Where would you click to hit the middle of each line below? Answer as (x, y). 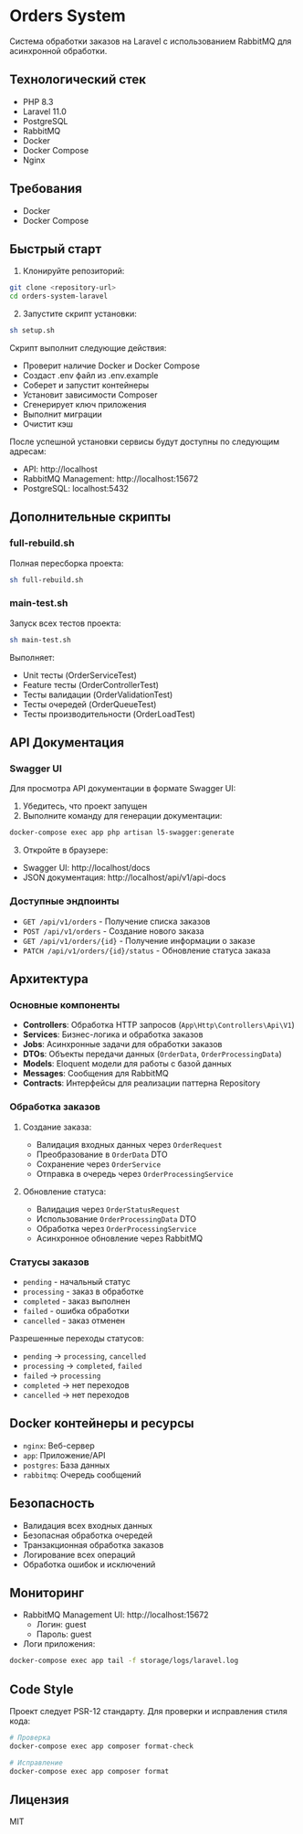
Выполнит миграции (62, 414)
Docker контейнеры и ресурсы (102, 1423)
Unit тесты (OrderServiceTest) (79, 675)
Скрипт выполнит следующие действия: (88, 348)
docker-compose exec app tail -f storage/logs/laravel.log (124, 1661)
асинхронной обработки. (58, 50)
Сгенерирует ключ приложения (84, 404)
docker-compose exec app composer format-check (102, 1746)
